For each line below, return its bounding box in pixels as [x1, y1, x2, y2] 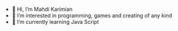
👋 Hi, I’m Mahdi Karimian [11, 6, 73, 13]
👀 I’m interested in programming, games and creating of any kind [11, 12, 173, 19]
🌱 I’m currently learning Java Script [11, 18, 99, 25]
